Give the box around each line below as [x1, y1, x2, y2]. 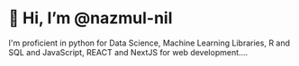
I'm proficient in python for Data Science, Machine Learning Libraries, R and [8, 37, 290, 48]
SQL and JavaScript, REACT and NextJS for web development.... [8, 46, 249, 57]
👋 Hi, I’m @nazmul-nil [8, 8, 173, 29]
